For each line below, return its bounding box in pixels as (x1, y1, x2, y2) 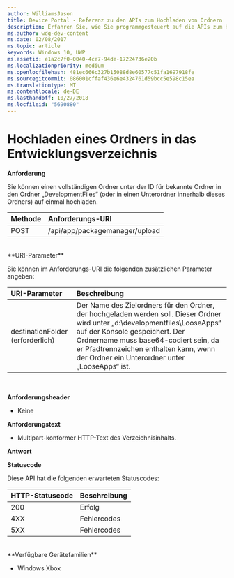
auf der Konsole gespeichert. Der (76, 326, 185, 336)
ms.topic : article (7, 43, 61, 50)
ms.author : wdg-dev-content (7, 29, 89, 37)
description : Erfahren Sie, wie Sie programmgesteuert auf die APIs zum (7, 23, 223, 30)
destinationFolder (10, 326, 68, 336)
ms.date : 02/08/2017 (7, 36, 68, 43)
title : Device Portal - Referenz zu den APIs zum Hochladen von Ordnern (7, 17, 223, 24)
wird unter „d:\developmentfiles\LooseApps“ (76, 318, 221, 327)
